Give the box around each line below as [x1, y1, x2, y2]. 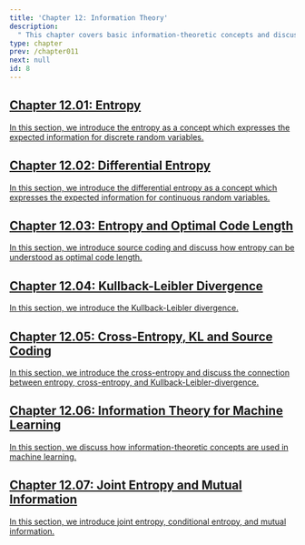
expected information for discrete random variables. [9, 131, 204, 142]
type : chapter [9, 38, 64, 48]
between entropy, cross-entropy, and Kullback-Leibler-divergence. [9, 377, 260, 388]
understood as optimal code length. [9, 252, 143, 263]
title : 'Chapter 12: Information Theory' [9, 13, 169, 23]
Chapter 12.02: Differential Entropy [9, 158, 212, 174]
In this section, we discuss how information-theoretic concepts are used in [9, 441, 289, 452]
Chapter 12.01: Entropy [9, 97, 142, 114]
